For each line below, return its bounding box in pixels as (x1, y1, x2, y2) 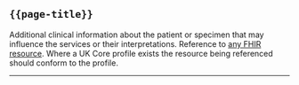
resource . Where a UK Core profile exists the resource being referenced (9, 48, 273, 58)
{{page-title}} (9, 8, 93, 21)
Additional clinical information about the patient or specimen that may (9, 29, 264, 40)
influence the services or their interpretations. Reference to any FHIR (9, 38, 262, 49)
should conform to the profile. (9, 58, 118, 68)
